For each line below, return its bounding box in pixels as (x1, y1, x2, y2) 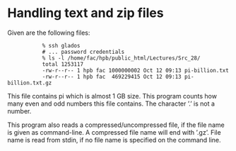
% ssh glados (42, 42, 81, 49)
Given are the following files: (7, 28, 90, 37)
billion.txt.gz (7, 79, 52, 86)
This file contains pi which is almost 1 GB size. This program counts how (7, 91, 218, 100)
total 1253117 (42, 60, 83, 68)
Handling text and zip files (7, 5, 164, 21)
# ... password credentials (42, 48, 125, 55)
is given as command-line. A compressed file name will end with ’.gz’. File (7, 128, 221, 136)
